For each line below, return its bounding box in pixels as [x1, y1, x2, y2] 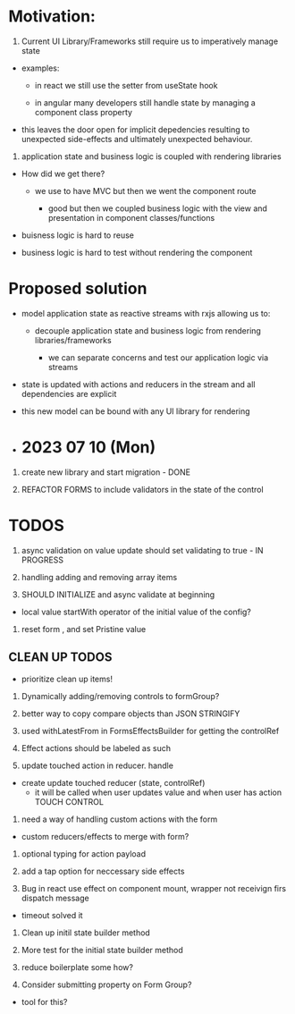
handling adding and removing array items [21, 571, 178, 582]
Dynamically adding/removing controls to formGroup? [21, 690, 220, 701]
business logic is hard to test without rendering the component [21, 247, 253, 258]
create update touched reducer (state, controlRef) [21, 777, 206, 788]
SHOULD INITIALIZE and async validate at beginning [21, 588, 215, 600]
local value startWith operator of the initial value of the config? [21, 606, 252, 617]
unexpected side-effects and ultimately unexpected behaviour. [21, 133, 253, 144]
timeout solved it [21, 909, 83, 920]
